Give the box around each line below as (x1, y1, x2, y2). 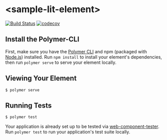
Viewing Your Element (5, 74, 77, 83)
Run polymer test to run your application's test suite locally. (5, 129, 130, 135)
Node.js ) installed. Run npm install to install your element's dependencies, (5, 54, 162, 60)
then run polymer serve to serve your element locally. (5, 59, 117, 65)
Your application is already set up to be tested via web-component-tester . (5, 123, 160, 130)
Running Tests (5, 101, 52, 110)
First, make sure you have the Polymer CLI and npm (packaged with (5, 48, 147, 54)
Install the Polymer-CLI (5, 35, 80, 44)
